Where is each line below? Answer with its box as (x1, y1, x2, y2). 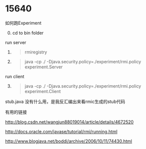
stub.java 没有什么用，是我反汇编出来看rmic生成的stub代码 (5, 99, 125, 104)
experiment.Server (24, 64, 63, 70)
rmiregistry (24, 49, 48, 55)
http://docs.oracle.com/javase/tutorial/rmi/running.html (5, 128, 118, 134)
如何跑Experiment (5, 20, 42, 26)
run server (5, 39, 26, 45)
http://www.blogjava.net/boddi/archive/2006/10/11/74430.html (5, 138, 132, 144)
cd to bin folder (12, 30, 44, 36)
